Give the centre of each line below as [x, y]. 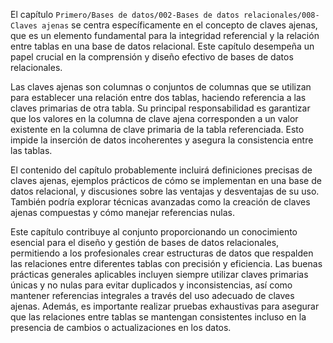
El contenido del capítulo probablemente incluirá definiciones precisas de [161, 170]
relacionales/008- [281, 15]
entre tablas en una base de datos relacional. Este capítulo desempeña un [162, 46]
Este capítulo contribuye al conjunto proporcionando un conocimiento [154, 232]
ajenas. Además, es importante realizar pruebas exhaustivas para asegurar [165, 306]
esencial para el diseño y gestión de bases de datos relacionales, [145, 242]
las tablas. [31, 150]
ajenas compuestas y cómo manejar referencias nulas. [122, 212]
